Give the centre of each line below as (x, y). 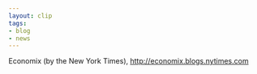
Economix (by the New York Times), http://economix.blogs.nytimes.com (128, 61)
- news (19, 38)
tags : (17, 23)
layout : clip (30, 16)
